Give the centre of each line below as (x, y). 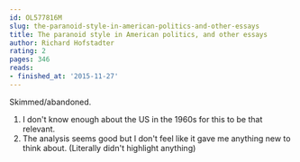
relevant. (39, 129)
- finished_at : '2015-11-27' (64, 76)
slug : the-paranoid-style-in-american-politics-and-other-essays (134, 26)
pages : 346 (30, 59)
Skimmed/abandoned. (50, 102)
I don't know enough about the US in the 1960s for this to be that (142, 119)
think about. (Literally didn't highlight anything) (109, 148)
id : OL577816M (36, 18)
